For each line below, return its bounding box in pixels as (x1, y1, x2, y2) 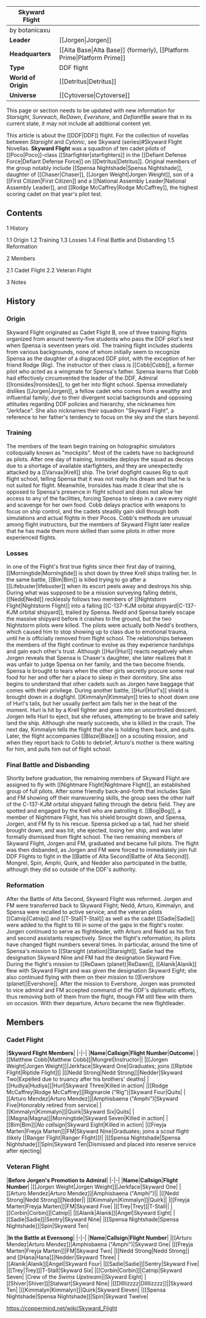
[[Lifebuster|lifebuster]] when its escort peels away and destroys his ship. (6, 583, 193, 590)
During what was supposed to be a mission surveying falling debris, (6, 589, 178, 597)
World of (9, 74, 36, 82)
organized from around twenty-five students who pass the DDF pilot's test (6, 335, 194, 342)
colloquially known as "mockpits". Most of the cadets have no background (6, 449, 194, 456)
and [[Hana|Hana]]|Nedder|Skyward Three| (6, 1254, 116, 1261)
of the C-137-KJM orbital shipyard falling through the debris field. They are (6, 800, 196, 808)
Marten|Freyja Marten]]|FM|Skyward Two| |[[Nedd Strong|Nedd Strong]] (6, 1247, 190, 1254)
